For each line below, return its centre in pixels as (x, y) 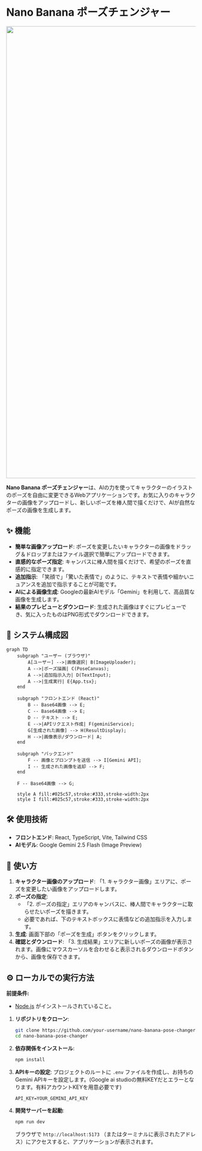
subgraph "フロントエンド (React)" (58, 698)
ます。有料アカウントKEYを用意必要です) (71, 1087)
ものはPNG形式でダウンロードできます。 (102, 614)
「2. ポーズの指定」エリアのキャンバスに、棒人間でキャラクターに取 (109, 904)
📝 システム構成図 (38, 635)
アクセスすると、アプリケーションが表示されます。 (93, 1141)
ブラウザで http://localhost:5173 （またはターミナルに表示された (97, 1134)
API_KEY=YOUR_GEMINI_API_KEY (51, 1098)
